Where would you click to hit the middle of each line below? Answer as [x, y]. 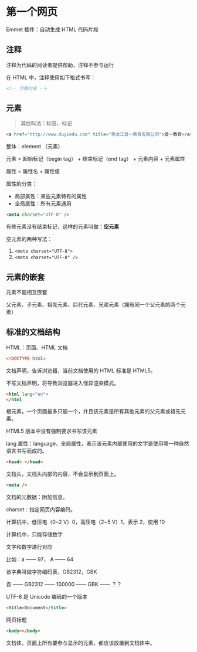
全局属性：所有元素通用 [43, 203]
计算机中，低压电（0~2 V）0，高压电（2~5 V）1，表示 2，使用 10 [86, 522]
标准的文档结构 [33, 332]
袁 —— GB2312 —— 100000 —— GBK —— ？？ [64, 585]
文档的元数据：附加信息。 [37, 497]
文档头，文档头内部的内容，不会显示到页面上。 [62, 474]
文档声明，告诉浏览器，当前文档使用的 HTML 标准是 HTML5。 [81, 371]
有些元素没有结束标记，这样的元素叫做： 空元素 [62, 227]
